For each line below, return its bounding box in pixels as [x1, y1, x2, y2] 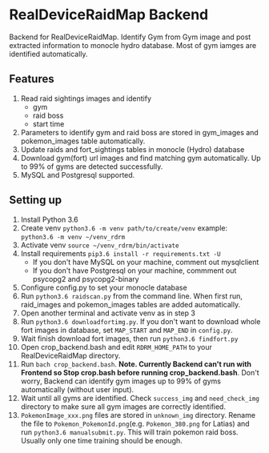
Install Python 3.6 [20, 214, 78, 224]
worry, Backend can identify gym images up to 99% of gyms [20, 376, 221, 386]
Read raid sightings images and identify [20, 94, 151, 103]
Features [9, 72, 54, 86]
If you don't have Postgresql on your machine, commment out [32, 266, 237, 275]
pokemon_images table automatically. [20, 136, 146, 146]
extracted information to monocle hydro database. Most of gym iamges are [9, 40, 257, 50]
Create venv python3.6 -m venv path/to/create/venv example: [20, 222, 227, 233]
